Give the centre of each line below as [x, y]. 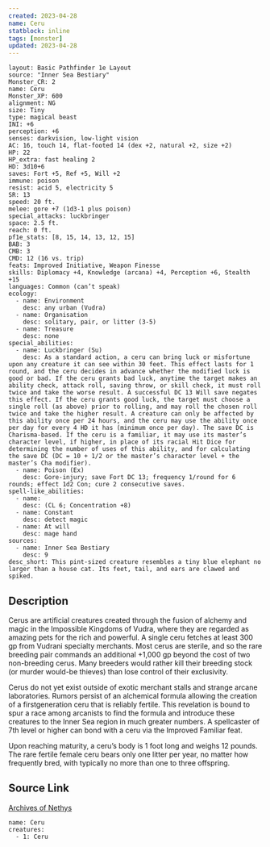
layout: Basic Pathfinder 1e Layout [70, 68]
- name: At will [43, 527]
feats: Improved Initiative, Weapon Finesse [84, 266]
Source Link [39, 789]
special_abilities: [41, 344]
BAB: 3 [19, 244]
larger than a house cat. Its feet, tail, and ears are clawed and [124, 570]
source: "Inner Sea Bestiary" [59, 75]
